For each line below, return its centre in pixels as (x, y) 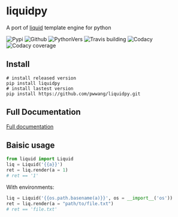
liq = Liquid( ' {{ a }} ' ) (34, 165)
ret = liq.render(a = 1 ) (37, 170)
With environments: (30, 187)
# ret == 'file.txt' (32, 209)
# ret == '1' (22, 176)
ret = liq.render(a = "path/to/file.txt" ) (60, 204)
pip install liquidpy (33, 83)
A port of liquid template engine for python (59, 27)
